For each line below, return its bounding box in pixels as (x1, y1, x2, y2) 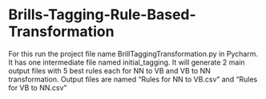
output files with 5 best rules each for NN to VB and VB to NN (8, 65, 211, 75)
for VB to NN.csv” (8, 82, 67, 93)
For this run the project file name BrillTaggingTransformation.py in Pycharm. (8, 49, 259, 58)
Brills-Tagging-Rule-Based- (8, 6, 196, 24)
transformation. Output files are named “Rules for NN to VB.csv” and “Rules (8, 74, 258, 84)
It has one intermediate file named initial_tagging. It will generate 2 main (8, 57, 246, 67)
